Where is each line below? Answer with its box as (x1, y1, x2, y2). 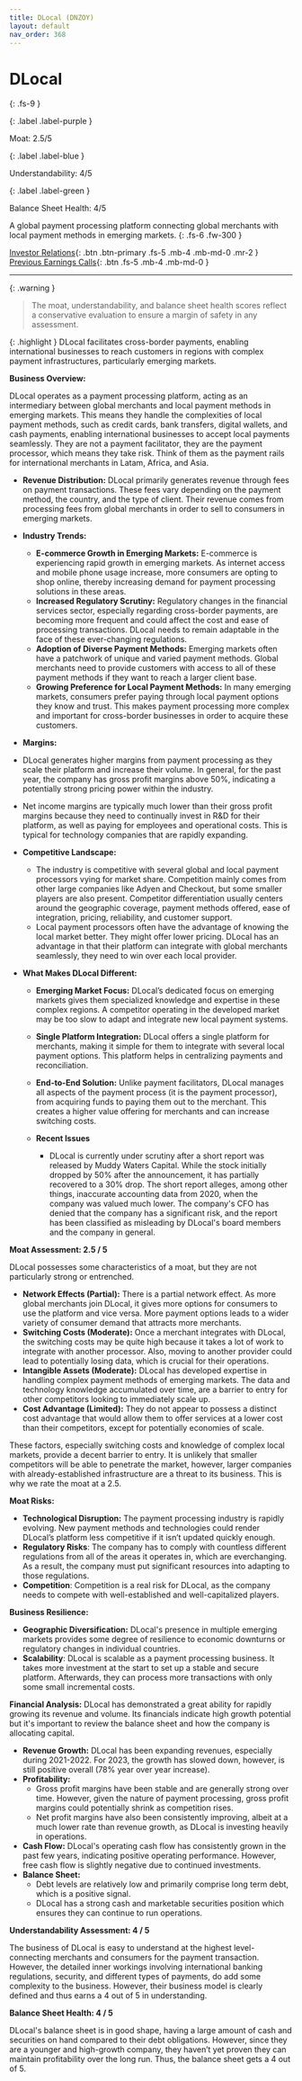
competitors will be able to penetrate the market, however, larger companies (9, 1459, 292, 1470)
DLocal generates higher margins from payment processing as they (22, 755, 272, 765)
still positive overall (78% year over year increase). (22, 1764, 210, 1775)
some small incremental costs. (22, 1682, 136, 1692)
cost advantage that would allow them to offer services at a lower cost (22, 1413, 283, 1424)
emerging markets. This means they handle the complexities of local (9, 410, 262, 421)
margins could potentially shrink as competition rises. (35, 1802, 234, 1813)
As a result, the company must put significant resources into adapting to (22, 1561, 290, 1572)
